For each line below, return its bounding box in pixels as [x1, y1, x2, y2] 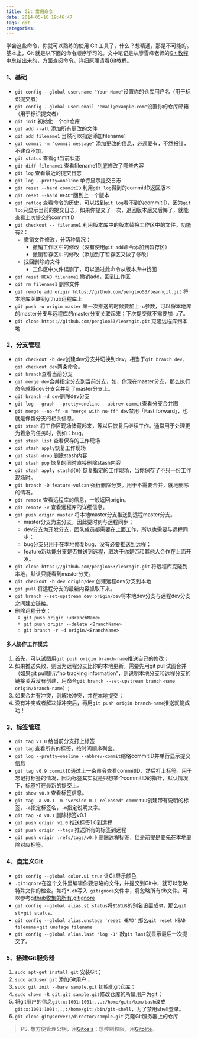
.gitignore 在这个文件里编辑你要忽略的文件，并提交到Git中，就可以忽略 [14, 879, 188, 886]
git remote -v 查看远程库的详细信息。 [14, 503, 108, 510]
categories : [6, 25, 35, 31]
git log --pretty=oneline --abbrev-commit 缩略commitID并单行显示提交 [14, 753, 191, 760]
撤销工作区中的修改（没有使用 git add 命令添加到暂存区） [32, 243, 170, 250]
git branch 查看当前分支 [14, 370, 73, 377]
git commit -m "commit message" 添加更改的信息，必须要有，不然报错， [14, 140, 189, 147]
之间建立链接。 [14, 599, 51, 607]
